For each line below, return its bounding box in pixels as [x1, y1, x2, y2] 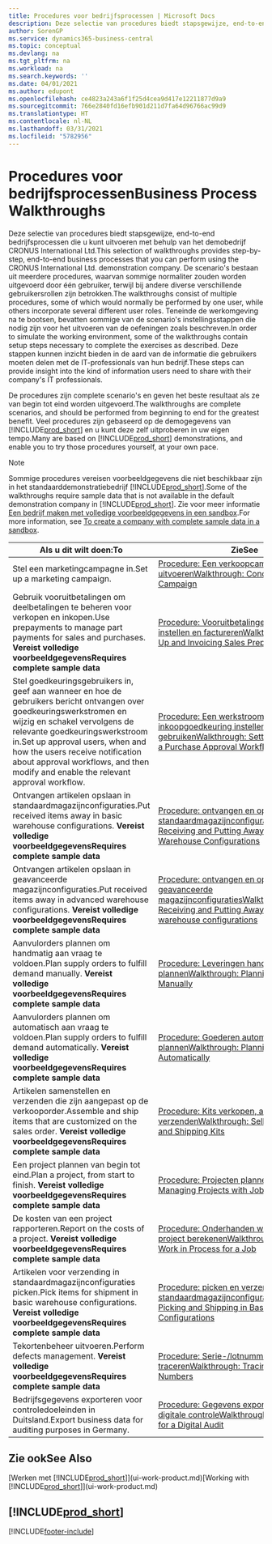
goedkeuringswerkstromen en [12, 705, 127, 717]
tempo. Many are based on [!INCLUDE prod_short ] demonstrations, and [8, 433, 243, 443]
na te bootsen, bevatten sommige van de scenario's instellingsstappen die [8, 314, 257, 324]
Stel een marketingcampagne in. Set [12, 563, 148, 574]
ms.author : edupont [8, 87, 74, 96]
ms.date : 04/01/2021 [8, 79, 79, 87]
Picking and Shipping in [157, 1301, 248, 1312]
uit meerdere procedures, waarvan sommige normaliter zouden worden [8, 271, 247, 281]
